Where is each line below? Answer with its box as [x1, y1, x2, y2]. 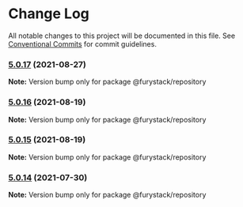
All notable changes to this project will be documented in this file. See [8, 31, 236, 40]
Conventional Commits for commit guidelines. [8, 39, 157, 48]
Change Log [8, 5, 89, 23]
